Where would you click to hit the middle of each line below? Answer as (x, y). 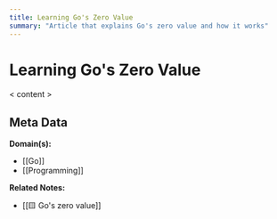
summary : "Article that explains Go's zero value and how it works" (139, 26)
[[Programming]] (53, 171)
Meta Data (39, 122)
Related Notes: (37, 188)
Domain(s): (30, 144)
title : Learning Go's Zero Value (71, 17)
